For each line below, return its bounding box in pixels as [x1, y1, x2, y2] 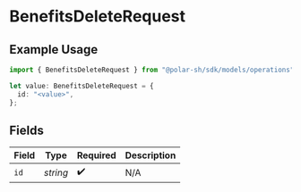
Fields [9, 122, 45, 138]
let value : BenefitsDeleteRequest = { [9, 81, 154, 90]
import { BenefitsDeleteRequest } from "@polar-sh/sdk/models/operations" [9, 65, 295, 74]
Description [125, 149, 176, 162]
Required [76, 149, 116, 162]
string [43, 166, 69, 179]
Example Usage [9, 42, 99, 57]
